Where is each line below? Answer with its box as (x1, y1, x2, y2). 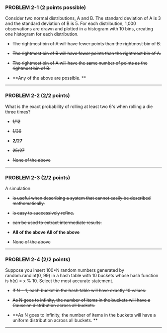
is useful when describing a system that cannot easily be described (12, 195, 151, 201)
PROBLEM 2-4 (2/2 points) (5, 256, 71, 263)
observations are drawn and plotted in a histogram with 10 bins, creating (5, 26, 153, 32)
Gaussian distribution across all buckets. (12, 303, 95, 309)
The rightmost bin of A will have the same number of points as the (12, 60, 148, 66)
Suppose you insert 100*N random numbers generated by (5, 267, 124, 273)
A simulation (5, 185, 31, 191)
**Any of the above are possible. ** (12, 75, 86, 81)
